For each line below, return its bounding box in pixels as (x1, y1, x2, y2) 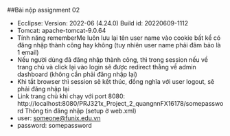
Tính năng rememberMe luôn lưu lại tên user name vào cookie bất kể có (16, 34, 221, 42)
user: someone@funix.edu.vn (16, 114, 101, 122)
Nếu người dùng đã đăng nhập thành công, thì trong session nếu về (16, 56, 208, 64)
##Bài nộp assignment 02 (7, 6, 80, 14)
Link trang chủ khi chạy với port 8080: (16, 92, 126, 100)
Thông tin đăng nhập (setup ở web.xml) (25, 106, 137, 115)
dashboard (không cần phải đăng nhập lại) (16, 70, 137, 78)
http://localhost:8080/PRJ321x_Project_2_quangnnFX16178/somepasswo (16, 100, 224, 107)
